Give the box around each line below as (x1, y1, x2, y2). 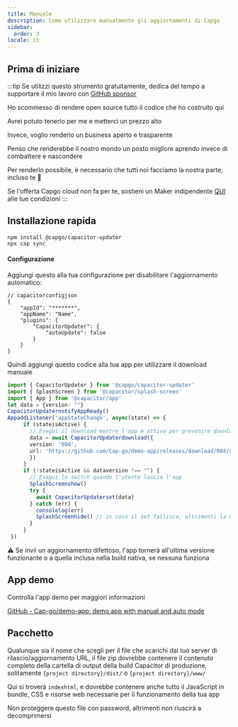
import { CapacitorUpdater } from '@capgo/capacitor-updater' (7, 381, 195, 389)
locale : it (7, 37, 40, 44)
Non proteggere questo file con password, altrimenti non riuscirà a (7, 704, 202, 712)
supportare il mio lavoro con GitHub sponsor (7, 89, 137, 98)
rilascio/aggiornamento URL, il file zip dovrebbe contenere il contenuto (7, 653, 214, 662)
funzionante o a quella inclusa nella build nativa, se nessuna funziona (7, 553, 210, 562)
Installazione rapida (7, 215, 97, 227)
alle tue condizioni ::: (7, 194, 68, 203)
